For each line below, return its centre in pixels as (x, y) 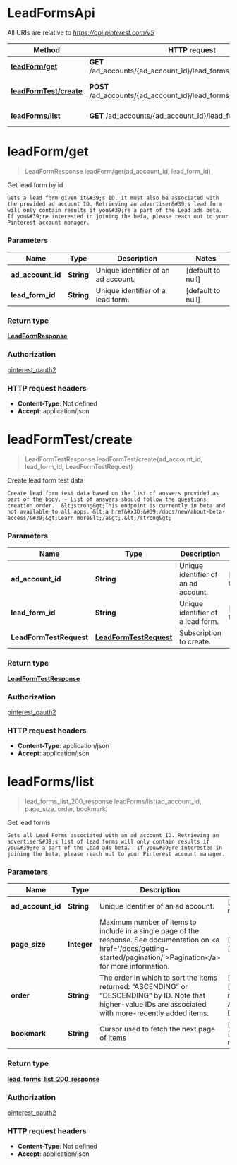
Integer (80, 945)
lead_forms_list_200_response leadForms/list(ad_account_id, (113, 802)
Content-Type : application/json (63, 746)
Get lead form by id (35, 184)
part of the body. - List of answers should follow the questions (107, 499)
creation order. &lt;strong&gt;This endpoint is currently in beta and (116, 506)
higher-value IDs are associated (153, 1005)
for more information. (135, 966)
